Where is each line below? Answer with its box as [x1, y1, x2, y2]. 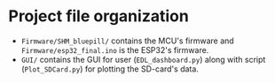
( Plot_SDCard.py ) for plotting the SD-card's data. [20, 64, 199, 74]
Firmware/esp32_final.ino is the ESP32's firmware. [20, 44, 209, 55]
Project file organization [8, 6, 190, 26]
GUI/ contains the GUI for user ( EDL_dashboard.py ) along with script [20, 54, 266, 64]
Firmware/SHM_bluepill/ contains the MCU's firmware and [20, 35, 234, 46]
